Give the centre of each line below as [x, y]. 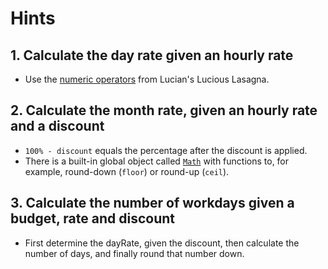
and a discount [57, 126]
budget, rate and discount [93, 218]
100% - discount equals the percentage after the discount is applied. [166, 150]
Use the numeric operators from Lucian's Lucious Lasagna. [147, 79]
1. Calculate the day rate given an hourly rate [152, 55]
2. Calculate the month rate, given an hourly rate [164, 110]
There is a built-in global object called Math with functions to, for [157, 161]
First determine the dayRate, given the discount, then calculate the [162, 243]
